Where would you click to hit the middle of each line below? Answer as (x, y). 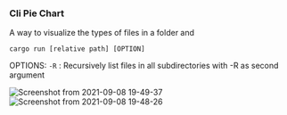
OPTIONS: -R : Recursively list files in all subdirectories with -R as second (144, 66)
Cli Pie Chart (37, 13)
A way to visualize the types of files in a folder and (102, 33)
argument (27, 75)
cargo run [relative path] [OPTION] (77, 49)
